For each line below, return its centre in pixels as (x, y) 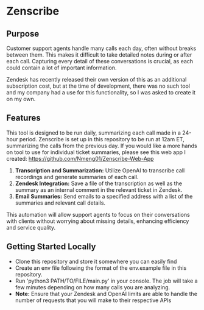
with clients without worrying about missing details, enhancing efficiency (98, 221)
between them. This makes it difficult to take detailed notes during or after (99, 55)
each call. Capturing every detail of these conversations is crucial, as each (100, 61)
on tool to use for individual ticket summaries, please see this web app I (96, 152)
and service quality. (31, 227)
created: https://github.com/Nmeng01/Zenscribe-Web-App (80, 158)
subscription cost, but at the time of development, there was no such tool (98, 86)
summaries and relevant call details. (60, 203)
